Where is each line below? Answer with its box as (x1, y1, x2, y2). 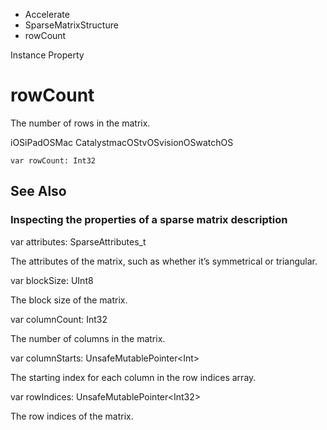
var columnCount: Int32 (10, 313, 108, 325)
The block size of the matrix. (10, 294, 128, 306)
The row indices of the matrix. (10, 410, 134, 422)
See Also (10, 183, 67, 200)
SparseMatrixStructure (24, 19, 119, 31)
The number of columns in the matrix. (10, 332, 166, 344)
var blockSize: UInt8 (10, 274, 94, 286)
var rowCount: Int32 (10, 155, 97, 166)
